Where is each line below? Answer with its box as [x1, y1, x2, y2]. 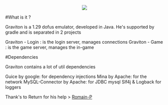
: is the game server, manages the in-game [5, 44, 94, 50]
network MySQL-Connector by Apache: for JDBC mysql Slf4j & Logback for [5, 79, 162, 85]
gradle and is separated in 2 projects [5, 29, 81, 35]
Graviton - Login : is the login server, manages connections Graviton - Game [5, 39, 163, 45]
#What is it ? [5, 14, 31, 20]
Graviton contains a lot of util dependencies [5, 64, 96, 70]
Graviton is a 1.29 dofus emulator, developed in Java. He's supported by [5, 24, 154, 30]
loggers [5, 84, 21, 90]
